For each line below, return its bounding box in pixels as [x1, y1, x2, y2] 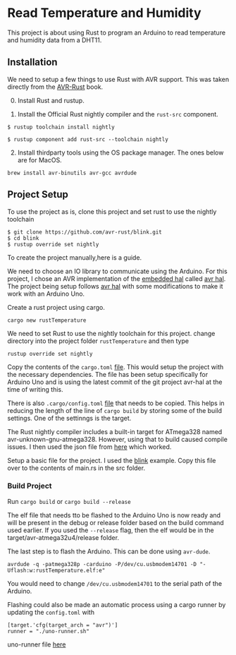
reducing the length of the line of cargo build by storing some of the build [7, 406, 222, 414]
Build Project [7, 481, 52, 491]
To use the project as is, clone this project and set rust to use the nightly [7, 207, 217, 216]
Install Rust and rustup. [17, 96, 85, 104]
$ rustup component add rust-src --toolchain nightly [7, 136, 169, 143]
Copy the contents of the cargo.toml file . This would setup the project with [7, 362, 224, 371]
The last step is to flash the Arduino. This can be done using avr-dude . [7, 547, 211, 555]
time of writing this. [7, 385, 63, 393]
